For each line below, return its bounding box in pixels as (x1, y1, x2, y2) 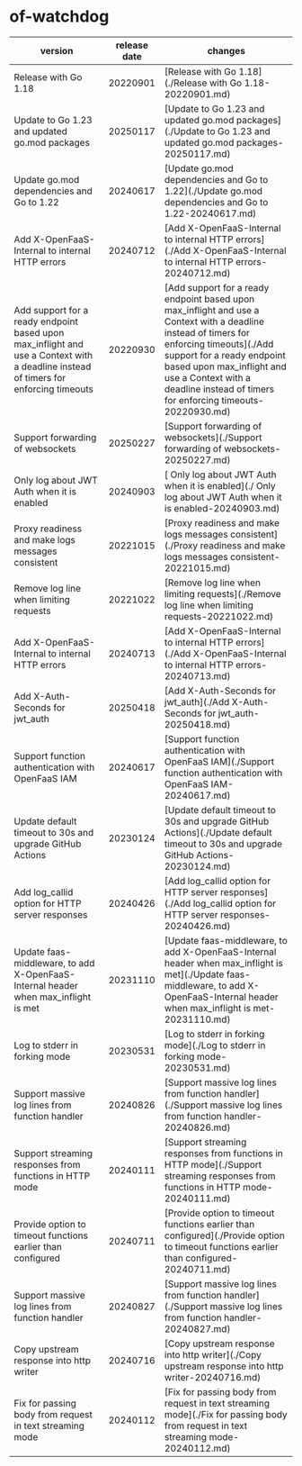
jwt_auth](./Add (164, 695, 230, 708)
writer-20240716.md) (164, 1371, 262, 1383)
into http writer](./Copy (164, 1348, 262, 1361)
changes (207, 44, 245, 57)
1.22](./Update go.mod (164, 185, 263, 197)
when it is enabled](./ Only (164, 479, 276, 492)
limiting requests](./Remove (164, 587, 281, 600)
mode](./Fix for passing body (164, 1407, 288, 1420)
